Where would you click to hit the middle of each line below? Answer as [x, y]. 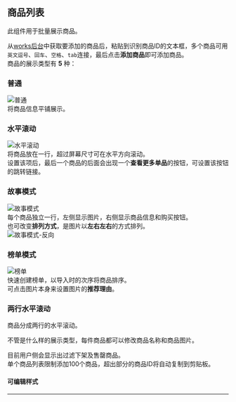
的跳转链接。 [26, 171]
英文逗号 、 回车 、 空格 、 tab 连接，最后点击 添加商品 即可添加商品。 [98, 54]
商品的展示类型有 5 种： [42, 63]
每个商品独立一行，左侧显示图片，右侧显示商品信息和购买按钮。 [99, 217]
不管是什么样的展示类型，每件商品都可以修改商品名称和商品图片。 [103, 340]
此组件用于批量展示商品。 [44, 31]
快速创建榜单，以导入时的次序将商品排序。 [69, 280]
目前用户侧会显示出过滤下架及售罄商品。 [66, 355]
